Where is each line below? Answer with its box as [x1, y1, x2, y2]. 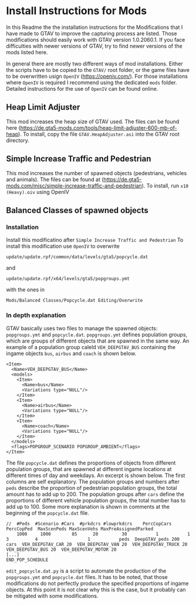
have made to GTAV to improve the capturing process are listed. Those [6, 29, 177, 37]
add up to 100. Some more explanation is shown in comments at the [6, 503, 170, 510]
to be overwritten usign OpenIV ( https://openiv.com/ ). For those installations [6, 73, 188, 80]
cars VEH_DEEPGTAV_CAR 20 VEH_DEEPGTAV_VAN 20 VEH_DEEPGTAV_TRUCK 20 [6, 541, 188, 547]
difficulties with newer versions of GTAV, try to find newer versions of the [6, 42, 183, 50]
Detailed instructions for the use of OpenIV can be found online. [6, 85, 158, 92]
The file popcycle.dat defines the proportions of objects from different [6, 459, 176, 466]
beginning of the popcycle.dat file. [6, 509, 89, 517]
